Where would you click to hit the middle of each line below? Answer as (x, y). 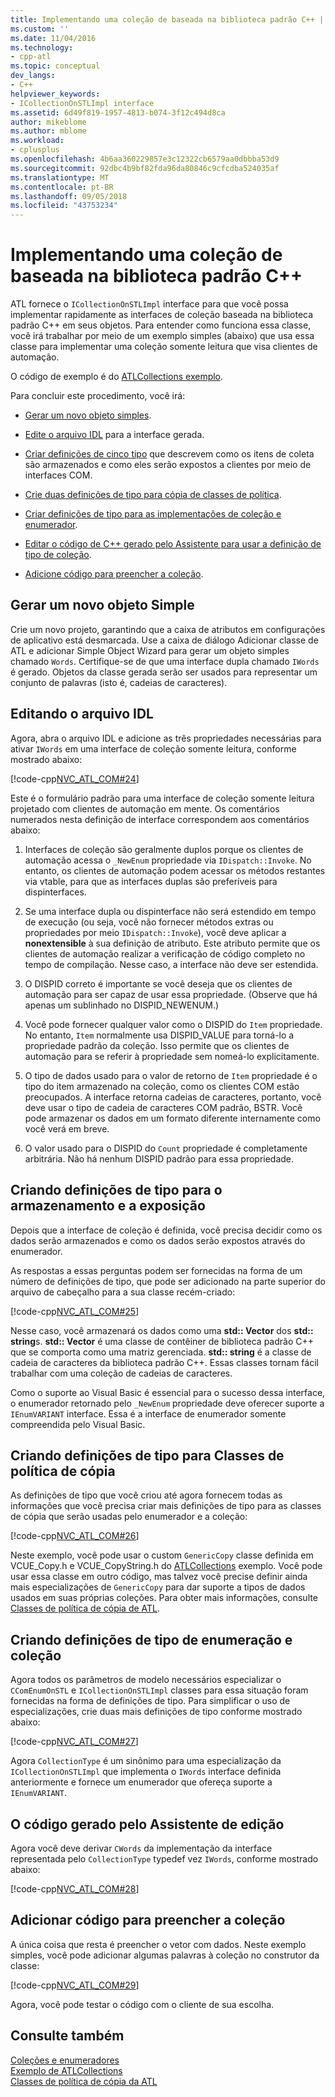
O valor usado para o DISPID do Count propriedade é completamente (166, 1148)
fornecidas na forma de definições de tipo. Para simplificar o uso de (150, 1701)
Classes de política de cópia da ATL (84, 2081)
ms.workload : (37, 141)
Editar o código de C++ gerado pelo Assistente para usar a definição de (173, 544)
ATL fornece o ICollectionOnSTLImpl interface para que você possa (149, 304)
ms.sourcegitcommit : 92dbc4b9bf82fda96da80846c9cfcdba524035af (145, 168)
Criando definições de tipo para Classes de (147, 1455)
